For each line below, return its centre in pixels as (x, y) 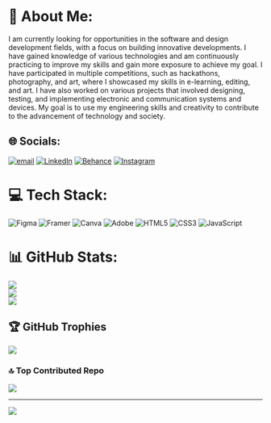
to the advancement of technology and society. (87, 115)
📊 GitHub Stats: (63, 257)
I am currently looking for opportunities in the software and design (118, 39)
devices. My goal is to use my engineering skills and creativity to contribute (134, 107)
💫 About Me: (51, 17)
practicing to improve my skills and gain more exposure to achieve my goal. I (135, 65)
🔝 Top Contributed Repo (56, 371)
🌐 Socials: (35, 142)
